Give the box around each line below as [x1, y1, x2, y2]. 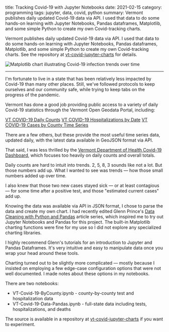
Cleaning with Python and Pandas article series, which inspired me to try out [5, 214, 163, 220]
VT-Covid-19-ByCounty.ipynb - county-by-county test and [12, 290, 134, 296]
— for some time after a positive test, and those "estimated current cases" [5, 188, 159, 193]
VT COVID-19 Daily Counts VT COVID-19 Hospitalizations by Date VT [5, 117, 148, 122]
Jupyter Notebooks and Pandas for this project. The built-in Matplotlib [5, 219, 150, 225]
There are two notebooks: [5, 281, 59, 286]
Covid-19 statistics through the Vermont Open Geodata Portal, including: [5, 107, 155, 113]
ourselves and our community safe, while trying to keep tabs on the [5, 87, 145, 92]
